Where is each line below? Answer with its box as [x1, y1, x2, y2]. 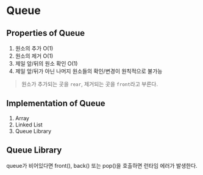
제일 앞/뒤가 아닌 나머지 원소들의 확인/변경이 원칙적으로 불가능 [15, 67, 163, 75]
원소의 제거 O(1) [15, 52, 54, 60]
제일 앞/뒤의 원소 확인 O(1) [15, 60, 78, 67]
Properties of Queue [6, 28, 85, 38]
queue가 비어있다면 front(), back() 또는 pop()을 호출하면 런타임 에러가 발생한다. [6, 162, 198, 169]
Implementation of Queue [6, 98, 105, 109]
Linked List [15, 121, 43, 128]
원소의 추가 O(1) [15, 45, 54, 52]
